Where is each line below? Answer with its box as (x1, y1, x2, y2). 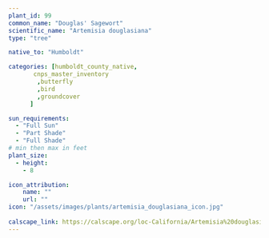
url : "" (22, 196, 48, 204)
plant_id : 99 (8, 11, 52, 20)
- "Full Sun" (15, 121, 59, 130)
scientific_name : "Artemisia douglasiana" (8, 26, 152, 34)
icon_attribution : (8, 180, 70, 188)
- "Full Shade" (15, 137, 66, 145)
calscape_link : (8, 217, 59, 226)
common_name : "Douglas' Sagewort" (8, 19, 124, 27)
